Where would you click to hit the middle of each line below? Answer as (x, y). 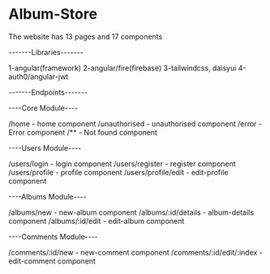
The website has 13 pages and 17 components (86, 36)
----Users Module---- (45, 148)
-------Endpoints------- (48, 92)
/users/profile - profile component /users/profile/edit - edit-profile (118, 172)
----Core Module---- (43, 108)
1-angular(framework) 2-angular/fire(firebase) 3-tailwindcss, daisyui (122, 68)
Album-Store (53, 14)
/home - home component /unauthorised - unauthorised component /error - (135, 123)
